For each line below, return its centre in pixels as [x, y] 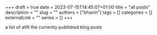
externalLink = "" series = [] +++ [39, 17]
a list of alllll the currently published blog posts [54, 27]
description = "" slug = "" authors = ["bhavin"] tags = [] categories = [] [79, 12]
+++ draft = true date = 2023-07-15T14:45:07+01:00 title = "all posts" [78, 7]
